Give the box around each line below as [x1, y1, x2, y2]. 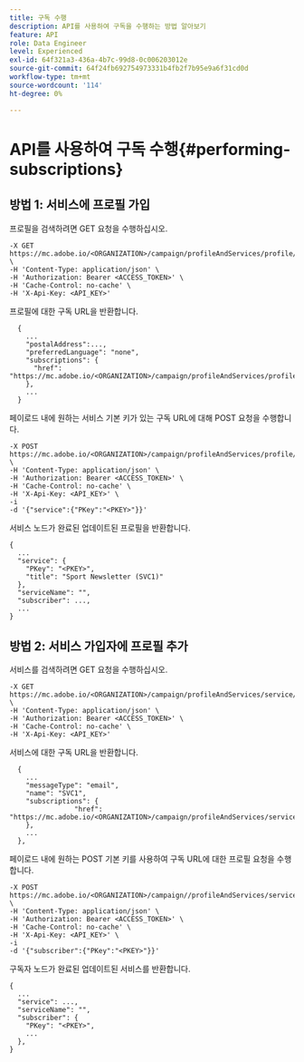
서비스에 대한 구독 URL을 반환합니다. [9, 747, 138, 758]
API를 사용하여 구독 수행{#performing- [9, 139, 291, 160]
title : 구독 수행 [9, 13, 68, 23]
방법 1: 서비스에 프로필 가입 [9, 197, 151, 213]
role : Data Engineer [9, 38, 88, 48]
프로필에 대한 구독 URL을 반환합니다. [9, 306, 138, 317]
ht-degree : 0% [9, 89, 63, 98]
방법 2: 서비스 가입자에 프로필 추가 [9, 638, 188, 654]
